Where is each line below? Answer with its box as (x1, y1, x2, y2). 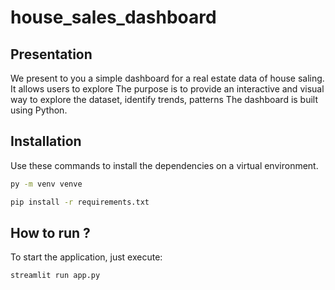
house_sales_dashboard (10, 6, 217, 29)
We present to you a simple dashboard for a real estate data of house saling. (10, 72, 325, 84)
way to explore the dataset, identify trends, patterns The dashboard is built (10, 94, 319, 105)
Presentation (10, 46, 93, 63)
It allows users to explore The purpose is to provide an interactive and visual (10, 83, 325, 95)
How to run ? (10, 224, 91, 241)
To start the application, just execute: (10, 251, 163, 263)
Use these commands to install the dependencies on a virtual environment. (10, 159, 319, 171)
